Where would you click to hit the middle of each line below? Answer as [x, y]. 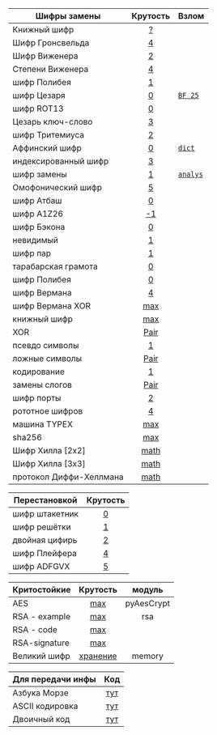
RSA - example [42, 616]
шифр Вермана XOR [52, 306]
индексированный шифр [61, 161]
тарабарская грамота [55, 266]
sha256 [28, 438]
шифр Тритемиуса [49, 135]
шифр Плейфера [45, 553]
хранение [98, 656]
